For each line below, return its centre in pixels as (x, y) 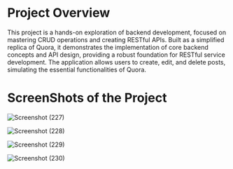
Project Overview (59, 13)
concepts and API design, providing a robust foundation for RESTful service (116, 55)
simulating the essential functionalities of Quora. (77, 69)
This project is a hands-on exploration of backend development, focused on (116, 32)
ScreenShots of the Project (87, 98)
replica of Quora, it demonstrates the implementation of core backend (108, 47)
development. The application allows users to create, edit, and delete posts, (116, 62)
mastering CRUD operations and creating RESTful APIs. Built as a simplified (116, 39)
